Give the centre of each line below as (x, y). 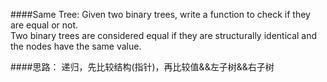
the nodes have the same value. (76, 46)
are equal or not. (44, 25)
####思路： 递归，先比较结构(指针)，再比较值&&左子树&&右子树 (142, 67)
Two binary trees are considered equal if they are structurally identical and (164, 35)
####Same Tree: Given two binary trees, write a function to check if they (160, 14)
